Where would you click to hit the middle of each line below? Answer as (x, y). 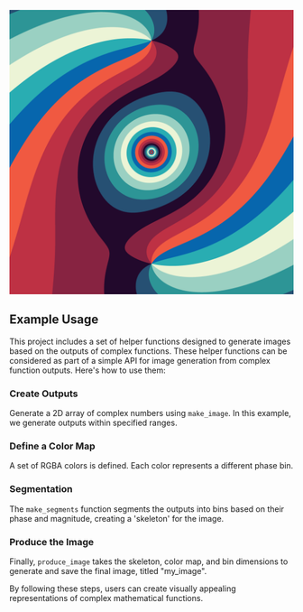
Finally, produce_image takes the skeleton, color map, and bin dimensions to (149, 561)
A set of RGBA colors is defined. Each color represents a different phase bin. (151, 466)
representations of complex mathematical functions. (106, 598)
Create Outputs (44, 394)
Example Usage (54, 320)
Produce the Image (52, 542)
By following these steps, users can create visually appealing (123, 589)
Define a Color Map (53, 446)
